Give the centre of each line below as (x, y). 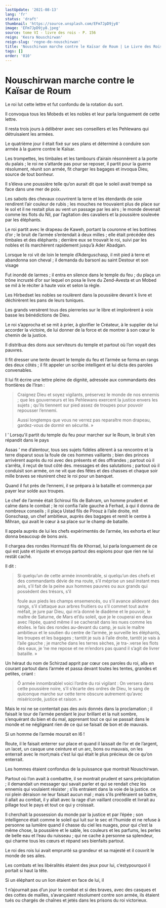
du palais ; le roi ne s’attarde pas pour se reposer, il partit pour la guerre (78, 164)
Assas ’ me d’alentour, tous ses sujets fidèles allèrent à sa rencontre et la (79, 450)
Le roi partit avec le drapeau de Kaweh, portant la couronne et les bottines (81, 229)
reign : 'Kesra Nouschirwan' (34, 38)
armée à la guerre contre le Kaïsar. (40, 149)
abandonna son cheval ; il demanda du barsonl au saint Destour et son (77, 260)
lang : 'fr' (16, 14)
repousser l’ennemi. (37, 410)
